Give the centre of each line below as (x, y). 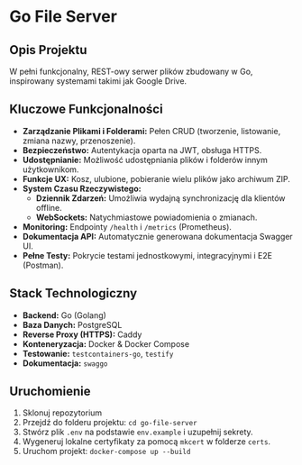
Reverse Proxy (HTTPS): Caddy (82, 334)
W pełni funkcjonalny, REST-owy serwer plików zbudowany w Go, (131, 71)
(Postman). (43, 265)
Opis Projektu (48, 50)
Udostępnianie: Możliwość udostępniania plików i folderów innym (145, 160)
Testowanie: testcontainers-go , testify (98, 353)
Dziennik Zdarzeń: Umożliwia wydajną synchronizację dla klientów (160, 198)
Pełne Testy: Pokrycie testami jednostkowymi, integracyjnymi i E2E (147, 255)
